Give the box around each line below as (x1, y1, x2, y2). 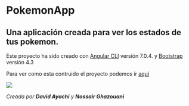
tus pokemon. (6, 36, 58, 46)
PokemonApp (6, 4, 75, 17)
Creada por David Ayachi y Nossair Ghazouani (6, 93, 125, 100)
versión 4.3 (6, 59, 34, 66)
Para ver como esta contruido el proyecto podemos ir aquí (6, 70, 150, 77)
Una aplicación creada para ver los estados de (6, 27, 182, 38)
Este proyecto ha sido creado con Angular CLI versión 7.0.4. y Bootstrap (6, 52, 183, 60)
